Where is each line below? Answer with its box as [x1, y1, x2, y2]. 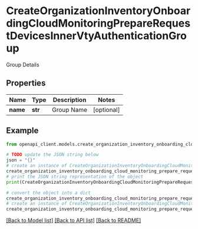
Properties [6, 78, 46, 88]
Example [6, 125, 39, 136]
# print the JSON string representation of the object [6, 174, 144, 180]
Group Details [6, 61, 39, 68]
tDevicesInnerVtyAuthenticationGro [6, 29, 187, 42]
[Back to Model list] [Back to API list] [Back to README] [6, 217, 141, 224]
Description [52, 95, 87, 104]
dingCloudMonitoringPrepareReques [6, 16, 190, 30]
